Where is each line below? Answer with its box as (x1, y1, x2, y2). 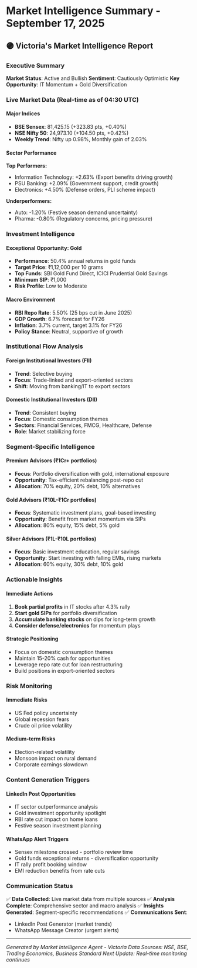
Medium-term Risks (6, 735, 56, 742)
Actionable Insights (6, 575, 63, 583)
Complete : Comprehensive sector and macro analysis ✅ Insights (6, 902, 164, 909)
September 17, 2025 (6, 16, 105, 30)
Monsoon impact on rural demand (14, 755, 97, 762)
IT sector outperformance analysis (14, 803, 98, 810)
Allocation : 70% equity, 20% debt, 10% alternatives (14, 482, 141, 489)
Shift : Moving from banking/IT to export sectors (14, 382, 131, 389)
